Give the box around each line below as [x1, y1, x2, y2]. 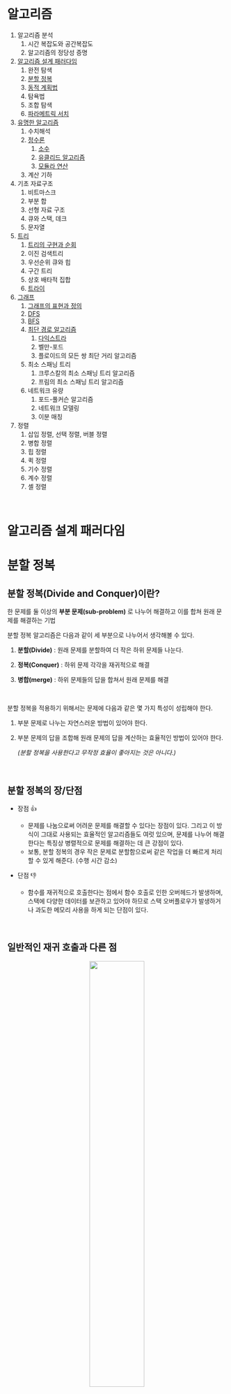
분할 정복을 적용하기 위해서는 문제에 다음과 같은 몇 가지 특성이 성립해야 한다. [7, 704, 214, 713]
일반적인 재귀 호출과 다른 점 [7, 941, 117, 954]
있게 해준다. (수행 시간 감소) [42, 856, 118, 864]
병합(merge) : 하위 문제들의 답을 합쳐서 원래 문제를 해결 [17, 676, 169, 684]
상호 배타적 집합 [27, 275, 71, 284]
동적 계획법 [27, 83, 58, 92]
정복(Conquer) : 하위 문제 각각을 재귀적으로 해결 [17, 661, 150, 669]
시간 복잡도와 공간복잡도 [27, 39, 94, 48]
